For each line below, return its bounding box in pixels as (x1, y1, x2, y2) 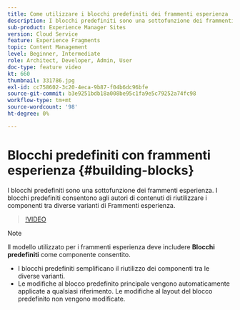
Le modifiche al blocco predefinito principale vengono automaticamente (17, 279, 230, 288)
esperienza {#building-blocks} (7, 162, 194, 179)
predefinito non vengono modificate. (17, 294, 126, 303)
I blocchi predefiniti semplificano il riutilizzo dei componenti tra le (17, 264, 210, 272)
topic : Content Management (7, 44, 88, 51)
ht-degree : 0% (7, 110, 50, 117)
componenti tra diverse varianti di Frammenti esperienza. (7, 201, 176, 209)
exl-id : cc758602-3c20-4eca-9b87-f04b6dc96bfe (7, 84, 149, 91)
